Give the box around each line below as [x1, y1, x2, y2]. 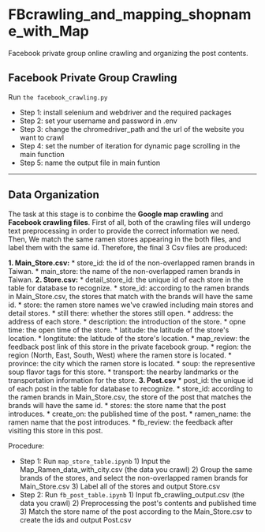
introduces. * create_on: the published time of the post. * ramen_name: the [8, 409, 252, 418]
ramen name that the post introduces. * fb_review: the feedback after [8, 417, 233, 427]
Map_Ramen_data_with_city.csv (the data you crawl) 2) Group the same [19, 464, 252, 474]
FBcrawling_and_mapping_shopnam [8, 6, 252, 24]
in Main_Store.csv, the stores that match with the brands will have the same [8, 291, 253, 301]
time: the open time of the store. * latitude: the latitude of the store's [8, 325, 230, 335]
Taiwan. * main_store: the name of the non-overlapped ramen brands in [8, 266, 241, 275]
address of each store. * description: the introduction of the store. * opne [8, 317, 246, 326]
